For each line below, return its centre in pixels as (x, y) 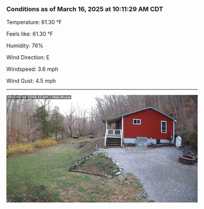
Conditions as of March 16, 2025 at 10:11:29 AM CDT (85, 9)
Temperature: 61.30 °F (34, 22)
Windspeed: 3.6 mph (32, 69)
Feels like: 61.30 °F (30, 34)
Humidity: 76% (25, 46)
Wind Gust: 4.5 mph (31, 81)
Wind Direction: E (28, 58)
